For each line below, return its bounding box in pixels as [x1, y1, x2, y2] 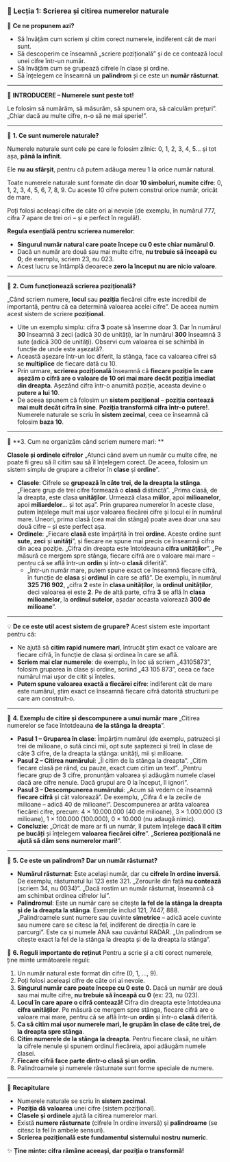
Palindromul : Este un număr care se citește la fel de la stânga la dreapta [16, 899, 222, 908]
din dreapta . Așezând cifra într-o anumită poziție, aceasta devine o [16, 381, 207, 390]
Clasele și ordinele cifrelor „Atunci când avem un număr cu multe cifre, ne [7, 451, 218, 459]
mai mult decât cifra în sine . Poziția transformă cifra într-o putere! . [16, 403, 210, 412]
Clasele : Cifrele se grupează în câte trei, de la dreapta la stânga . [16, 479, 202, 487]
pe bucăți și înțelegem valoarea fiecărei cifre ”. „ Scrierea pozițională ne [16, 829, 221, 838]
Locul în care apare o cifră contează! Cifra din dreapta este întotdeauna [16, 998, 221, 1007]
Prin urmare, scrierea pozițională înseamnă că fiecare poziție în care [16, 367, 214, 375]
